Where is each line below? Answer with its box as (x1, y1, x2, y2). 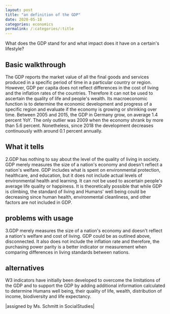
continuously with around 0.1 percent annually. (5, 128, 103, 134)
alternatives (5, 264, 45, 272)
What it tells (5, 143, 44, 151)
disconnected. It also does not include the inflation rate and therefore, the (5, 238, 160, 244)
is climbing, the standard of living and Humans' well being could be (5, 189, 146, 195)
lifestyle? (5, 46, 24, 52)
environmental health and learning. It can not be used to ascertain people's (5, 177, 163, 183)
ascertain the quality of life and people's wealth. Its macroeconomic (5, 95, 148, 102)
